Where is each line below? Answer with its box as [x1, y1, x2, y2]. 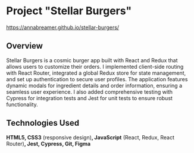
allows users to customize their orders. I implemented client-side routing [6, 63, 184, 70]
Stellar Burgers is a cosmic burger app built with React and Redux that [6, 56, 178, 63]
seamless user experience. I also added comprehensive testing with [6, 88, 173, 95]
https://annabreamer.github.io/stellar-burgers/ [6, 24, 120, 31]
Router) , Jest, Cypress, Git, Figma [6, 140, 91, 147]
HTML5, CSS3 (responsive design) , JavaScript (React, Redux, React [6, 133, 174, 141]
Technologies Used [6, 118, 79, 128]
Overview [6, 41, 43, 51]
